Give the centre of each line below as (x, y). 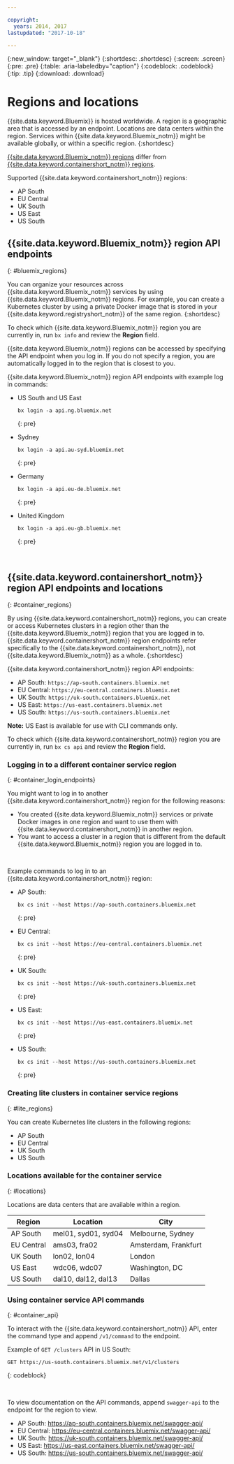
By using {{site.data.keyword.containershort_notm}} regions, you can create (117, 618)
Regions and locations (73, 102)
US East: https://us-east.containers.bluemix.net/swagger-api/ (106, 1446)
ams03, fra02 (75, 1245)
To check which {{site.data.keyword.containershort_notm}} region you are (114, 739)
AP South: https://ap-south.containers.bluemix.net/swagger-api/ (110, 1423)
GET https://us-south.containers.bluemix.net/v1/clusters (93, 1363)
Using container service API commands (76, 1300)
